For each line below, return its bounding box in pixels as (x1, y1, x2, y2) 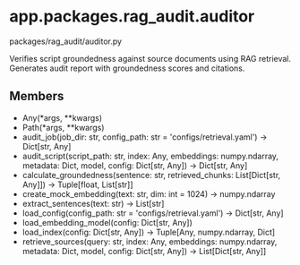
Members (9, 89, 64, 104)
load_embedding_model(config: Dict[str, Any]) (21, 217, 193, 227)
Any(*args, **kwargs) (21, 112, 103, 123)
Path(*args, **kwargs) (21, 122, 105, 132)
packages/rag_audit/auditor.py (9, 36, 123, 47)
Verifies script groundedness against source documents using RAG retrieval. (9, 53, 292, 64)
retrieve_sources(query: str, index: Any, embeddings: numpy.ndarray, (21, 235, 278, 247)
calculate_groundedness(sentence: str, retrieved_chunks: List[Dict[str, (21, 169, 281, 180)
